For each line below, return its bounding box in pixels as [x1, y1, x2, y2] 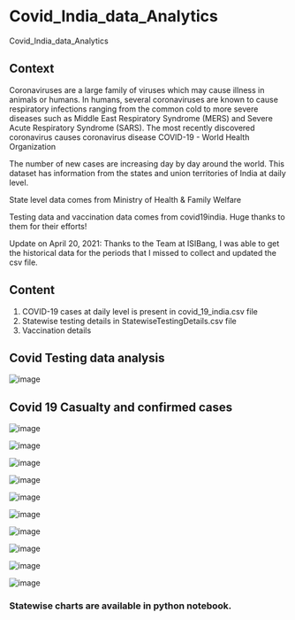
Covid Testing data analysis [9, 350, 165, 365]
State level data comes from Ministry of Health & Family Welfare [9, 194, 241, 205]
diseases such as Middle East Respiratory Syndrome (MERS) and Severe [9, 112, 274, 123]
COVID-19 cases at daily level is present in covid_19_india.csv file [21, 306, 258, 316]
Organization [9, 141, 57, 151]
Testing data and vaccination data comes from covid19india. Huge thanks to [9, 211, 285, 222]
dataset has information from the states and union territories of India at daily [9, 167, 287, 178]
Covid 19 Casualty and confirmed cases [9, 399, 233, 415]
